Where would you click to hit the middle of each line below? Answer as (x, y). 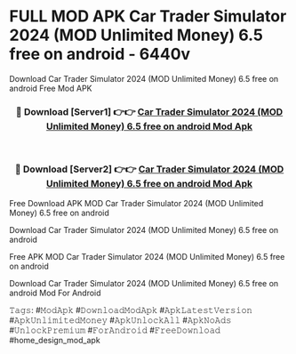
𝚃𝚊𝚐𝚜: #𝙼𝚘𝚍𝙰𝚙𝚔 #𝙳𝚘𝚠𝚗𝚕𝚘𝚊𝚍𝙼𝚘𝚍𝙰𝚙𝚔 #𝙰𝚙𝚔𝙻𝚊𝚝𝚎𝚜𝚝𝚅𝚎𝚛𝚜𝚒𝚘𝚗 (131, 310)
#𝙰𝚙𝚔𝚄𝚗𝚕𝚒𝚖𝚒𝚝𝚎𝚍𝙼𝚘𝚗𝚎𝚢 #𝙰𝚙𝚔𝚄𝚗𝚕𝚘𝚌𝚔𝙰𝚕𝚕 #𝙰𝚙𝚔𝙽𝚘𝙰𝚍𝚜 (120, 320)
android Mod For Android (55, 293)
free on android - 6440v (100, 54)
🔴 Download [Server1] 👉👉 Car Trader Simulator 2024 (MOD (149, 111)
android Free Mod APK (51, 88)
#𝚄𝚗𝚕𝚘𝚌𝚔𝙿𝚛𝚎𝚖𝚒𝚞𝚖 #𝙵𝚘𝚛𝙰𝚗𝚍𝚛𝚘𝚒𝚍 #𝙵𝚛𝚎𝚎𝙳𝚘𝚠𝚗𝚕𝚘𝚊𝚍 (115, 330)
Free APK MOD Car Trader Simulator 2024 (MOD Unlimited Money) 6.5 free (147, 256)
